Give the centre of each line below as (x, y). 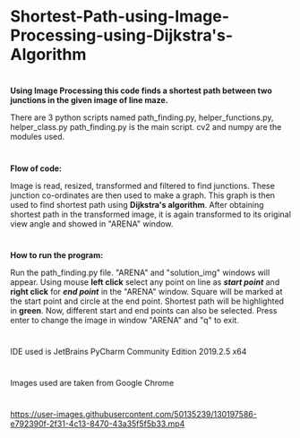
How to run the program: (57, 255)
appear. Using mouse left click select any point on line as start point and (145, 282)
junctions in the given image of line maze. (89, 100)
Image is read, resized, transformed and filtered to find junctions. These (143, 185)
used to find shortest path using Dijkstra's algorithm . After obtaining (137, 204)
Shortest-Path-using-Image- (120, 17)
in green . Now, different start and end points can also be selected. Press (144, 310)
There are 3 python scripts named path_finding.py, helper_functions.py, (142, 117)
